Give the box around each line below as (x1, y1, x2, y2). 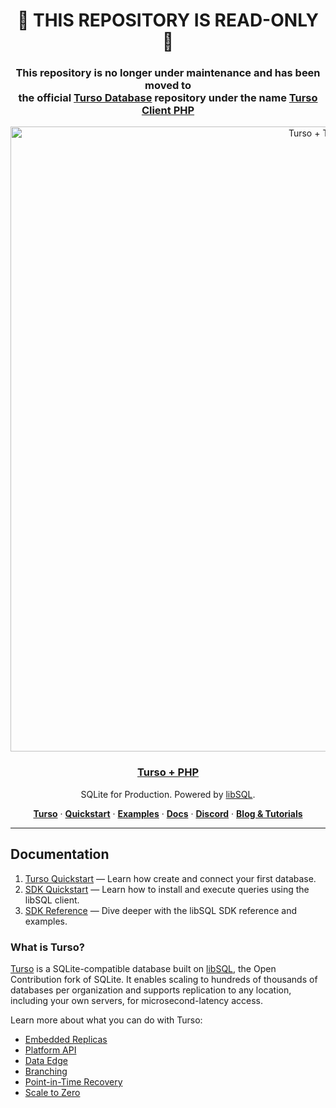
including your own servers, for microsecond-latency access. (10, 994, 263, 1006)
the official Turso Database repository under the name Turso (18, 91, 318, 105)
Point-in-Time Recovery (24, 1075, 123, 1088)
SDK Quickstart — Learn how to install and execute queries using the (24, 883, 310, 895)
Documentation (10, 846, 110, 863)
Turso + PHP (136, 765, 200, 779)
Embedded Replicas (24, 1033, 108, 1045)
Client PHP (141, 104, 195, 118)
